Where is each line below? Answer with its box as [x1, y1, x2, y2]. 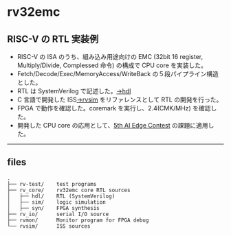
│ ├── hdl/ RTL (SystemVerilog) [7, 193, 115, 200]
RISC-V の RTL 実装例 [7, 33, 99, 45]
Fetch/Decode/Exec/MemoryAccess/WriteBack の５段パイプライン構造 [16, 70, 219, 78]
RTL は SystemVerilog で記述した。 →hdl [16, 87, 131, 95]
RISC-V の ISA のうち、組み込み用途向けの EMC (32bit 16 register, [16, 53, 203, 60]
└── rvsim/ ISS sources [7, 222, 91, 230]
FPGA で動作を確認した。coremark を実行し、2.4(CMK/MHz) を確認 [16, 104, 211, 112]
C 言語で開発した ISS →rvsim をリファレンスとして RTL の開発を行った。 [16, 95, 223, 104]
